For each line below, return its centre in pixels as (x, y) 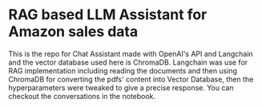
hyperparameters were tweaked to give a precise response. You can (121, 87)
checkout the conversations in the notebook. (82, 96)
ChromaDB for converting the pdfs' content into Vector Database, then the (131, 79)
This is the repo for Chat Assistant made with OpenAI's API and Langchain (131, 53)
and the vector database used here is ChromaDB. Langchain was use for (128, 62)
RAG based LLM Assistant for (108, 15)
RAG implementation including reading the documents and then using (123, 70)
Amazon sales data (73, 32)
